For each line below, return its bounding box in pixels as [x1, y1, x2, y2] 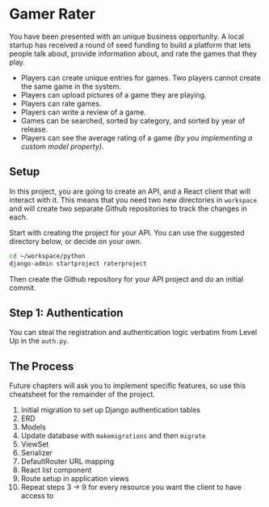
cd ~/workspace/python [9, 252, 86, 260]
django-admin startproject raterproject [9, 259, 148, 267]
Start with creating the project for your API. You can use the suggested [9, 228, 245, 237]
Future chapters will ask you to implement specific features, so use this [9, 381, 246, 391]
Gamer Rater [9, 5, 96, 23]
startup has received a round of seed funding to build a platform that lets [9, 40, 251, 49]
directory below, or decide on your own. [9, 236, 142, 246]
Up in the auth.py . [9, 336, 69, 346]
